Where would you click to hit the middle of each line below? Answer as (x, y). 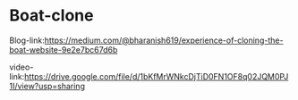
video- (21, 67)
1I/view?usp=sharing (47, 86)
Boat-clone (51, 16)
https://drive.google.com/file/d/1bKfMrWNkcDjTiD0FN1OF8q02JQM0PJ (156, 76)
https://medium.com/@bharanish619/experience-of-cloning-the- (164, 40)
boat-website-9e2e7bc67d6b (64, 49)
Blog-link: (27, 40)
